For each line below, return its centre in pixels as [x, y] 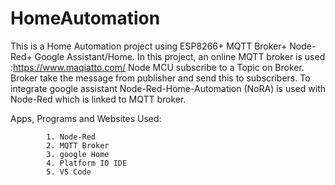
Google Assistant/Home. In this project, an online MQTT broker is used [180, 56]
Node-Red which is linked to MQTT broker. [98, 99]
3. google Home [78, 154]
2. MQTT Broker [78, 145]
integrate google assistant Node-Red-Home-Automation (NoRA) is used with [168, 88]
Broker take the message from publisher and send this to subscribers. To [160, 78]
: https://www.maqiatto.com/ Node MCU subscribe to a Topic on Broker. [157, 67]
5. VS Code [69, 172]
